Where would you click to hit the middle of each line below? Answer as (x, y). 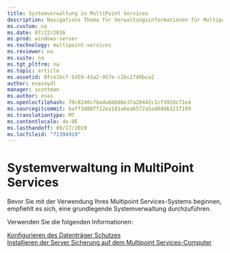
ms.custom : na (27, 26)
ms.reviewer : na (30, 52)
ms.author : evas (30, 96)
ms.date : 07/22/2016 (37, 32)
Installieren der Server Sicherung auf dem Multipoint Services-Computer (110, 243)
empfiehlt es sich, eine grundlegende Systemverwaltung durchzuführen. (109, 209)
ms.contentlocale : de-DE (42, 121)
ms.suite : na (26, 58)
